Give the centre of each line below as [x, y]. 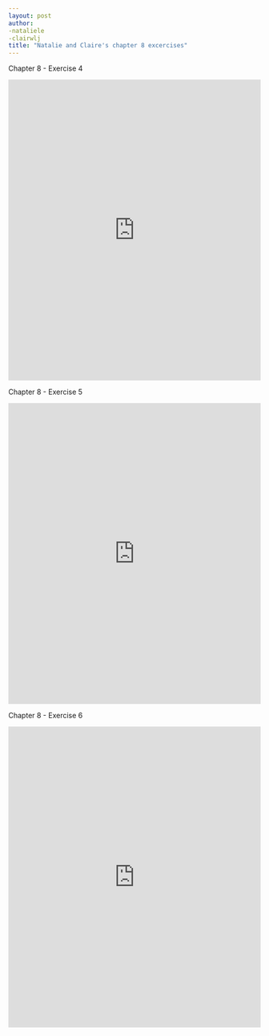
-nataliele [26, 30]
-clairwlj [25, 38]
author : [21, 23]
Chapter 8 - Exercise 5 [45, 392]
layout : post [30, 16]
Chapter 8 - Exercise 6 [46, 716]
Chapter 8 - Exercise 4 [46, 68]
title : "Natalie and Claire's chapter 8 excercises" [98, 46]
